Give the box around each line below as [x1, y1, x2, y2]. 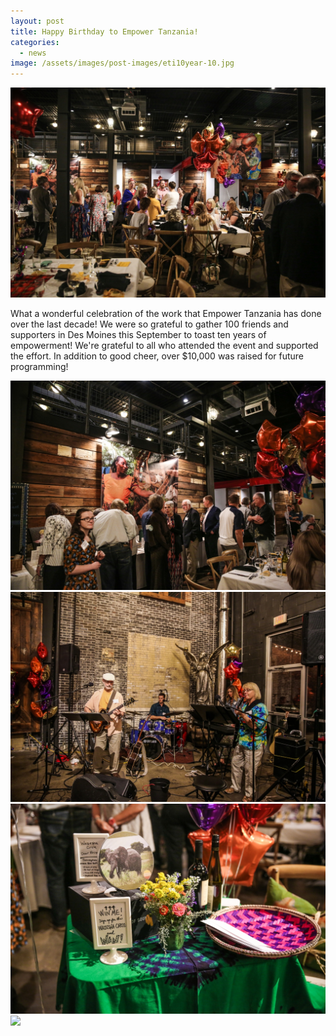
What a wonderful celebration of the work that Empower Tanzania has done [10, 307, 322, 319]
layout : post [10, 16, 65, 26]
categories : [10, 37, 60, 47]
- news [19, 48, 47, 58]
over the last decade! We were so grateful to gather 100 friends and [10, 318, 289, 330]
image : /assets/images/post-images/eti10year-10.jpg [10, 58, 235, 69]
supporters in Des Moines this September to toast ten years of [10, 328, 267, 340]
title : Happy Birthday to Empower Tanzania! [10, 26, 199, 37]
